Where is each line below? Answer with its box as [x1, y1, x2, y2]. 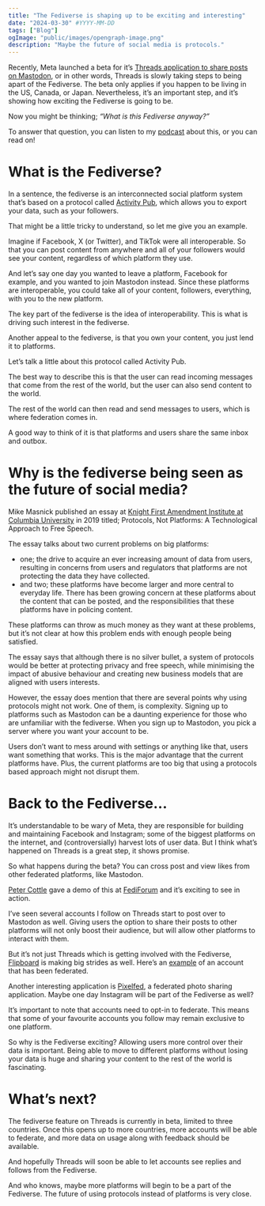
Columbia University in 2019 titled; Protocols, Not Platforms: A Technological [8, 516, 258, 524]
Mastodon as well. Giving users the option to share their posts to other [8, 917, 237, 926]
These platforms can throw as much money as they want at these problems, [8, 620, 256, 629]
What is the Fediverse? [8, 163, 162, 181]
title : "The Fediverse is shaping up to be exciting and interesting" [8, 11, 246, 20]
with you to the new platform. [8, 294, 104, 304]
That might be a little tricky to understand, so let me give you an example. [8, 221, 248, 231]
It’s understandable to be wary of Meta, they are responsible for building [8, 820, 244, 830]
